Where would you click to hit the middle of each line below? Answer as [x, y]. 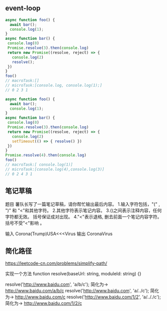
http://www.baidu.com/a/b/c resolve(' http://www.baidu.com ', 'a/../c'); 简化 [82, 291]
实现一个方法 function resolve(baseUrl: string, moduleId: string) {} [73, 274]
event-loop [23, 8]
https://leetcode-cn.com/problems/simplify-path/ [56, 263]
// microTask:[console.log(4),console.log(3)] [55, 169]
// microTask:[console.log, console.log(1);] [54, 86]
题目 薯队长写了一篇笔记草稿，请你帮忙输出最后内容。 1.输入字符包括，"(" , [82, 204]
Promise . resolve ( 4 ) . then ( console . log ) [46, 155]
